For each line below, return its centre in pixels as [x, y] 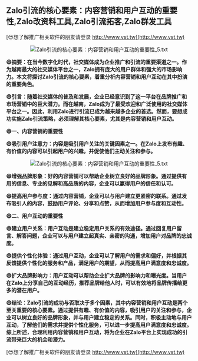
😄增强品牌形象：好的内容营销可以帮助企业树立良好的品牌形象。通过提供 [94, 176]
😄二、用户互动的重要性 [35, 216]
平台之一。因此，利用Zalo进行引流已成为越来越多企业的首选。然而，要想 [94, 111]
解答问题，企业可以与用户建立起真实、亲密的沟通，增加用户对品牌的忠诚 [104, 236]
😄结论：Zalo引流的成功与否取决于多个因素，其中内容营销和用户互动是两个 [97, 303]
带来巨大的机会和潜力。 [39, 339]
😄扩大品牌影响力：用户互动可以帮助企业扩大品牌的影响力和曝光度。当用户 [97, 275]
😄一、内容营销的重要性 [35, 131]
